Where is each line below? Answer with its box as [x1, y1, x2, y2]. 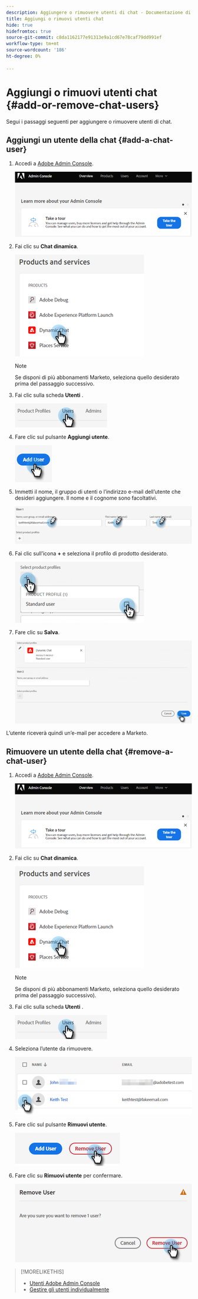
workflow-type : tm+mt [6, 41, 60, 47]
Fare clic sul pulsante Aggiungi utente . [14, 433, 110, 440]
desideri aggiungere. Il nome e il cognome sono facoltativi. [14, 494, 157, 501]
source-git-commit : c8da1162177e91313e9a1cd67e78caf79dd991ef [6, 34, 162, 41]
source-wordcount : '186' [6, 47, 67, 53]
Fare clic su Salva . [14, 629, 60, 636]
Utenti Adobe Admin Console [29, 1279, 100, 1287]
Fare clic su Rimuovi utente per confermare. [14, 1172, 123, 1179]
